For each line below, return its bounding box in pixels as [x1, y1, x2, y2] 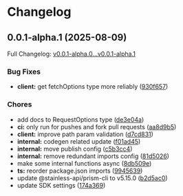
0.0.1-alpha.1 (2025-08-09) [7, 32, 127, 43]
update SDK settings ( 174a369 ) [17, 181, 106, 189]
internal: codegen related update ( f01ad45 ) [17, 137, 141, 145]
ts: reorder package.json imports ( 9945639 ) [17, 166, 143, 175]
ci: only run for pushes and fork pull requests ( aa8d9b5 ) [17, 122, 177, 131]
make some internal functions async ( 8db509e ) [17, 159, 152, 167]
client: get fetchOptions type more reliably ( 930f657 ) [17, 83, 169, 91]
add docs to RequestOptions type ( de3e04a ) [17, 115, 144, 124]
